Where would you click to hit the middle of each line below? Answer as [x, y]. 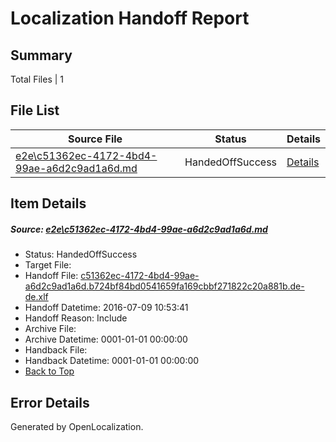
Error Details [50, 402]
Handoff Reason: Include [76, 318]
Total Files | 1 [37, 79]
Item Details [48, 203]
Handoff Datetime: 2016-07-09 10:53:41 [106, 308]
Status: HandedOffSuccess [81, 254]
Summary [41, 55]
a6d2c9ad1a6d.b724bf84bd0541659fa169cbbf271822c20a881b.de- [164, 286]
